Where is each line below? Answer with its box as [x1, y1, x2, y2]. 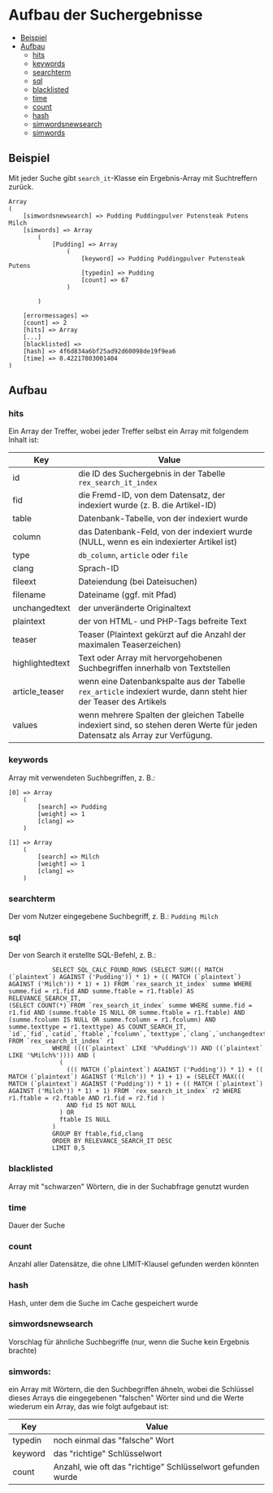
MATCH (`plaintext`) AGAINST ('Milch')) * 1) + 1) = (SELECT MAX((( [8, 1073, 245, 1081]
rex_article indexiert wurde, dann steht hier [78, 686, 248, 697]
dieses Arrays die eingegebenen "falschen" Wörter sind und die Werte [8, 1393, 245, 1403]
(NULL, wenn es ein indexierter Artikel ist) [78, 536, 237, 547]
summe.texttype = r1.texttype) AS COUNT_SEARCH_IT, [8, 1023, 187, 1031]
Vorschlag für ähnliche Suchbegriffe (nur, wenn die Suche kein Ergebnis [8, 1337, 249, 1346]
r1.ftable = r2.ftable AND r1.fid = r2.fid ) [8, 1094, 165, 1103]
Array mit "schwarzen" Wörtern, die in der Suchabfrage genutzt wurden [8, 1181, 249, 1191]
